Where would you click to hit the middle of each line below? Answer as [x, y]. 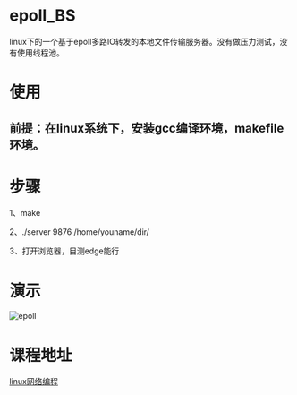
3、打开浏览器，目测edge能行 [64, 251]
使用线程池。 [40, 52]
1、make [25, 213]
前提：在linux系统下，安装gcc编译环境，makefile [147, 128]
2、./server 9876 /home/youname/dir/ [80, 232]
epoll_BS [42, 16]
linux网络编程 [34, 382]
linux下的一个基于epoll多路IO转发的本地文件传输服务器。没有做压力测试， [144, 41]
